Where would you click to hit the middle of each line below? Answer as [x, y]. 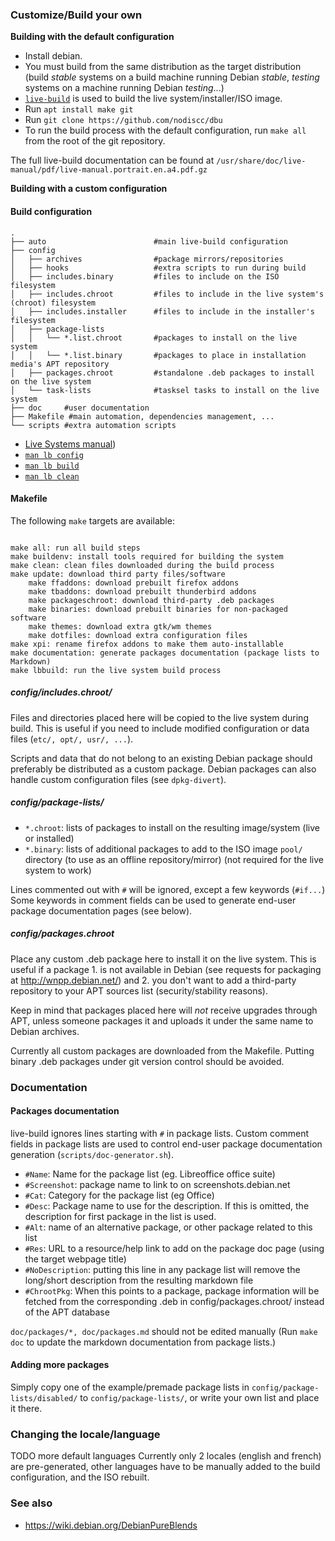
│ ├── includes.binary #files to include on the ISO [145, 276]
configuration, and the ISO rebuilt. [80, 1477]
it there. [26, 1408]
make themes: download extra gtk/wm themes [120, 626]
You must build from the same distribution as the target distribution [163, 67]
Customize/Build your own [76, 15]
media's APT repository [60, 364]
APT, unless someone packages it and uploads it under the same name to [162, 1020]
